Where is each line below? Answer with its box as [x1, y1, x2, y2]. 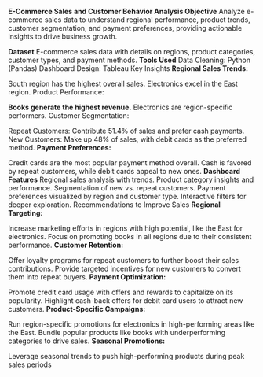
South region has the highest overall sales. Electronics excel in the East [8, 79, 238, 88]
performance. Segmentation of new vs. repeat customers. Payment [8, 183, 226, 192]
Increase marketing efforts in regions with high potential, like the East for [8, 224, 243, 233]
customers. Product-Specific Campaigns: [8, 305, 146, 313]
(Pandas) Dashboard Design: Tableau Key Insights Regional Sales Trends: [8, 64, 249, 73]
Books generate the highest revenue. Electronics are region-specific [8, 102, 233, 112]
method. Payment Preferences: [8, 143, 111, 152]
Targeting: [8, 209, 43, 217]
